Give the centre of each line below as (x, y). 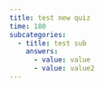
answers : (42, 52)
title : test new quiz (50, 18)
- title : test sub (52, 43)
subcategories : (38, 34)
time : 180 (28, 26)
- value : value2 (64, 69)
